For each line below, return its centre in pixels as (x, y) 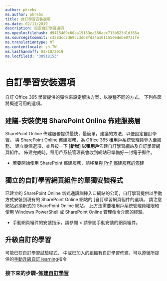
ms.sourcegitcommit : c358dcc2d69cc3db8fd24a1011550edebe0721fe (72, 38)
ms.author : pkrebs (24, 14)
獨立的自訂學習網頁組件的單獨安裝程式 (64, 180)
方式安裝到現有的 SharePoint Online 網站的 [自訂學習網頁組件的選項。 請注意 (83, 199)
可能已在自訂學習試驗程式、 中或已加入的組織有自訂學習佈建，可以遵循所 (80, 253)
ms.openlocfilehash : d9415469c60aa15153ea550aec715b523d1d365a (72, 33)
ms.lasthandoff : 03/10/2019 (34, 51)
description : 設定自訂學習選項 (35, 28)
